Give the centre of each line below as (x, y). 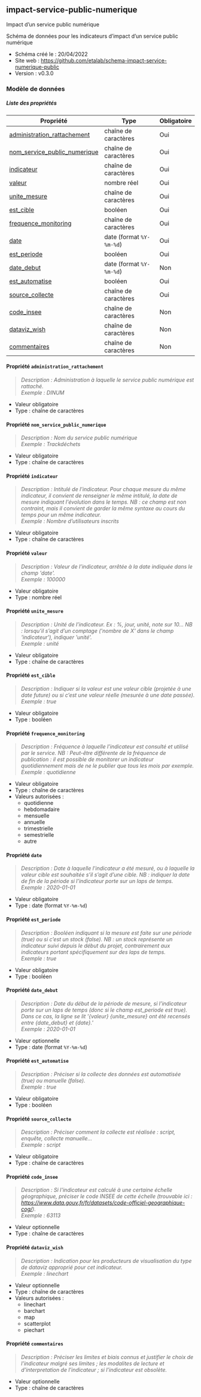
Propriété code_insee (32, 1176)
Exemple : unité (40, 643)
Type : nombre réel (38, 597)
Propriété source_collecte (39, 1119)
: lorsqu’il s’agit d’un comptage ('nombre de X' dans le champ (97, 631)
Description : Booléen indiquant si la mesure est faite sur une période (106, 933)
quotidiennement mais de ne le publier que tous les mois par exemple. (107, 766)
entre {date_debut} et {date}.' (57, 1023)
